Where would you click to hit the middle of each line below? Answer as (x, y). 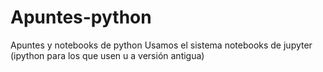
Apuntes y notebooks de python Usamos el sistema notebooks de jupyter (161, 45)
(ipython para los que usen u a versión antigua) (107, 55)
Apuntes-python (81, 17)
